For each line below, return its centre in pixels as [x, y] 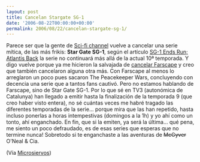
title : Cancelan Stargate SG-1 [45, 17]
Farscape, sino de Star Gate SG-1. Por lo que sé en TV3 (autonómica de [95, 90]
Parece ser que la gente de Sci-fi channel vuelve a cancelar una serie [92, 46]
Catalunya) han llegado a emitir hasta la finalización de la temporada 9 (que [99, 97]
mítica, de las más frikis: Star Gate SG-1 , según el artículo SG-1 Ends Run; [97, 52]
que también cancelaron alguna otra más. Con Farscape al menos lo [90, 71]
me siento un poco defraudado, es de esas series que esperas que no [93, 128]
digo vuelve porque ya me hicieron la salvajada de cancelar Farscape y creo [100, 65]
